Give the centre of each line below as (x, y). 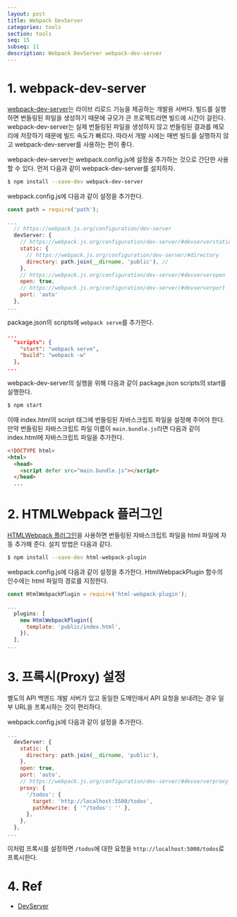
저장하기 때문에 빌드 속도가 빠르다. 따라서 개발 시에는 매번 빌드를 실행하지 (121, 135)
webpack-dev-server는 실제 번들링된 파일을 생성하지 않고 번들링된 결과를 (109, 126)
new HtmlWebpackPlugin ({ (56, 620)
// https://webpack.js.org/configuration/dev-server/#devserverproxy (124, 782)
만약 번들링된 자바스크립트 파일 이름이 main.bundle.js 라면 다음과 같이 (104, 428)
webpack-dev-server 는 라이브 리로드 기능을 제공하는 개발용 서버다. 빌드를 (110, 109)
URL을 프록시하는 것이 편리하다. (58, 707)
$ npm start (25, 405)
